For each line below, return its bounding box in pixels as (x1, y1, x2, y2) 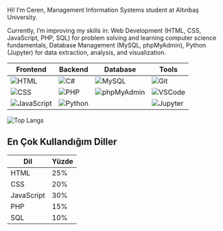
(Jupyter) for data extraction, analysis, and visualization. (7, 48, 166, 56)
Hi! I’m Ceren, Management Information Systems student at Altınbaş (7, 6, 199, 14)
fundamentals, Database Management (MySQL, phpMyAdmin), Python (7, 41, 207, 49)
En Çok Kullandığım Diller (7, 136, 117, 148)
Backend (58, 65, 89, 74)
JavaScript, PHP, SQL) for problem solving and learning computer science (7, 34, 217, 42)
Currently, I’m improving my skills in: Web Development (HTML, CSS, (7, 27, 201, 34)
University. (7, 13, 38, 21)
